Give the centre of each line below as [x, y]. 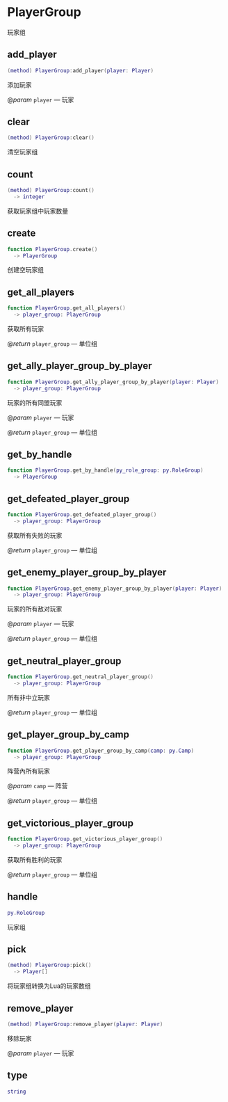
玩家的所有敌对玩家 [35, 609]
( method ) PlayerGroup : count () [51, 191]
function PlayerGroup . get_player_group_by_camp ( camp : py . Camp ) [101, 751]
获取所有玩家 [25, 329]
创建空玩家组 [25, 270]
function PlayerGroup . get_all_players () [67, 308]
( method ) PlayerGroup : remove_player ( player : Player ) [85, 1024]
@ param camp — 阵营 [38, 786]
